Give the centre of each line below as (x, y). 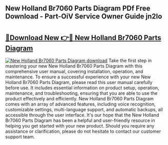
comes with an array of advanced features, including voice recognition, (80, 104)
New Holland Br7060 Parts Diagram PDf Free (78, 8)
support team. (20, 137)
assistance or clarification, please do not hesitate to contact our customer (83, 131)
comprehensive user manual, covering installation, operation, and (74, 71)
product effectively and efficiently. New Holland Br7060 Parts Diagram (80, 99)
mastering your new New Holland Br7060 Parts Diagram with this (74, 66)
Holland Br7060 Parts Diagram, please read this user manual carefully (79, 82)
